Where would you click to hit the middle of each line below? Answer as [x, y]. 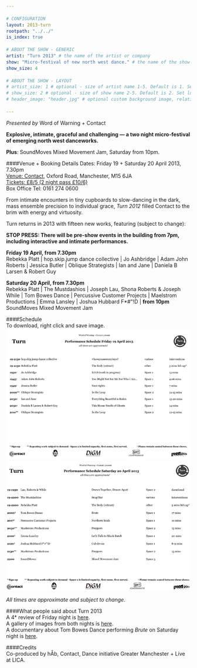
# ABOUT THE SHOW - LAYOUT [39, 81]
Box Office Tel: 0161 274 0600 [42, 188]
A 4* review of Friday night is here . [48, 617]
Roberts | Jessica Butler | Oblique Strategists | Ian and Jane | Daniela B [92, 265]
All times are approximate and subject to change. [66, 600]
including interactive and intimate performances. [67, 241]
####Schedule [24, 319]
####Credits [21, 647]
